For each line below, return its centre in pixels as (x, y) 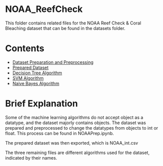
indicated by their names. (31, 158)
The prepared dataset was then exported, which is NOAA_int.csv (72, 143)
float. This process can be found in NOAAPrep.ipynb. (60, 133)
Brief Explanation (42, 104)
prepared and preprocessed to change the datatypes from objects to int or (82, 128)
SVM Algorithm (28, 78)
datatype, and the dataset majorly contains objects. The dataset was (76, 123)
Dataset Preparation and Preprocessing (53, 62)
